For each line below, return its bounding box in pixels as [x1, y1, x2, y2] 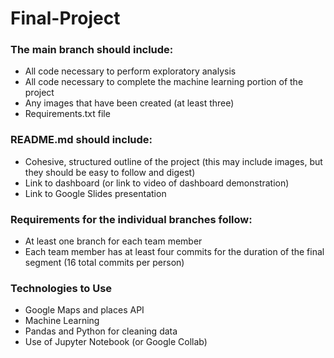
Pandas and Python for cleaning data [24, 325, 178, 337]
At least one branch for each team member [24, 235, 203, 247]
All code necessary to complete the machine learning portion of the [24, 76, 304, 88]
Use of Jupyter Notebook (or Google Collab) [24, 336, 208, 348]
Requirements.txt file [24, 108, 111, 120]
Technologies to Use [10, 282, 113, 295]
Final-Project [10, 7, 121, 30]
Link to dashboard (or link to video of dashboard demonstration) [24, 177, 290, 189]
